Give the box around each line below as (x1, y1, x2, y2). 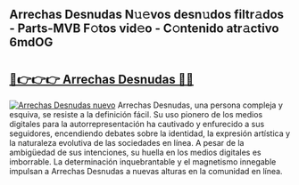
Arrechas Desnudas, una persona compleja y (117, 100, 284, 110)
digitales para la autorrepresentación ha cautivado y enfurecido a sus (9, 119, 265, 129)
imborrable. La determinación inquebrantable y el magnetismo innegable (9, 157, 277, 167)
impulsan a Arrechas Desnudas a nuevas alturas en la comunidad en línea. (9, 166, 283, 176)
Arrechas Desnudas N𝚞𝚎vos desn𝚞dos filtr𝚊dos (9, 7, 284, 22)
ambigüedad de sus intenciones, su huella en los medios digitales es (9, 147, 262, 157)
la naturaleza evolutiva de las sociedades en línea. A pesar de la (9, 138, 245, 148)
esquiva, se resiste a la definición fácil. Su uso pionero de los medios (9, 109, 263, 119)
